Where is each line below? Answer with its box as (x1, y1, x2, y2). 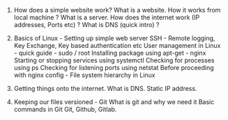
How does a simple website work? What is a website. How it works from (13, 6, 221, 14)
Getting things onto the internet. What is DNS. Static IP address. (13, 85, 197, 92)
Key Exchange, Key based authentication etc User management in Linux (13, 42, 221, 49)
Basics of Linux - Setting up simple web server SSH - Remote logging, (13, 34, 215, 42)
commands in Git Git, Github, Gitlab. (13, 105, 117, 113)
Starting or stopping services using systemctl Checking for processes (13, 56, 215, 65)
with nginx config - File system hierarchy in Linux (13, 71, 155, 79)
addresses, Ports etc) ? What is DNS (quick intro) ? (13, 21, 160, 28)
